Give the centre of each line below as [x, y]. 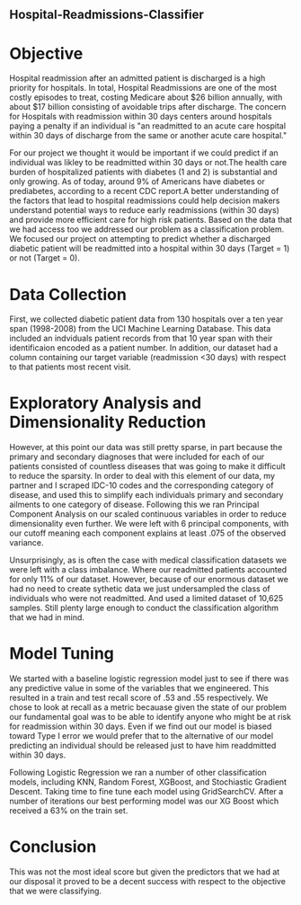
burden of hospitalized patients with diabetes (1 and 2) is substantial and [143, 172]
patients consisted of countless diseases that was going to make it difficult [147, 466]
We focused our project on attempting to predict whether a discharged [140, 239]
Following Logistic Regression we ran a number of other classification [138, 773]
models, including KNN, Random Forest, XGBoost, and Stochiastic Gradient [148, 782]
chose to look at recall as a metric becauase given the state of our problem [148, 707]
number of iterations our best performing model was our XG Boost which [144, 801]
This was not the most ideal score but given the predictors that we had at [145, 872]
